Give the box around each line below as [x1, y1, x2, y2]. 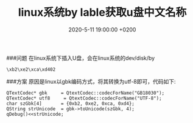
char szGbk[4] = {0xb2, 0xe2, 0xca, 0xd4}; [6, 101, 135, 107]
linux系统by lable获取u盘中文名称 [18, 5, 187, 19]
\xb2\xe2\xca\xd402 [6, 66, 56, 73]
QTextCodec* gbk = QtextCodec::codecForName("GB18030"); [6, 90, 165, 96]
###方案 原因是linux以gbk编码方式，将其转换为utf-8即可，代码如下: [6, 78, 176, 85]
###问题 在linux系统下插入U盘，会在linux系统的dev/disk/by [6, 54, 155, 61]
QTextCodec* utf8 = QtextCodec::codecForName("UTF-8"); [6, 95, 163, 101]
